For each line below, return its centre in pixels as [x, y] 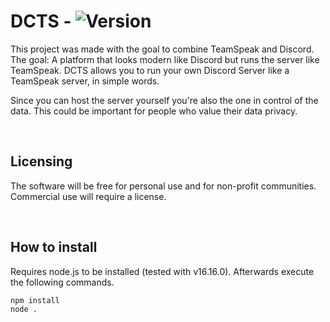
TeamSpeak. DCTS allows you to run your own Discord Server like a [150, 70]
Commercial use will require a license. [88, 196]
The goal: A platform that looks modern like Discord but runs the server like [165, 59]
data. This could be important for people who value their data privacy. [154, 111]
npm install [35, 300]
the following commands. [62, 282]
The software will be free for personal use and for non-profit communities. [163, 186]
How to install [54, 247]
